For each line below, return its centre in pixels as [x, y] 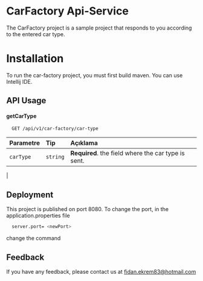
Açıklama [84, 143]
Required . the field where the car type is [128, 153]
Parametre [25, 143]
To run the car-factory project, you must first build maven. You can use [95, 75]
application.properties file [38, 216]
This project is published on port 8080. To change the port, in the [88, 209]
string [55, 157]
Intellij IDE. [19, 81]
